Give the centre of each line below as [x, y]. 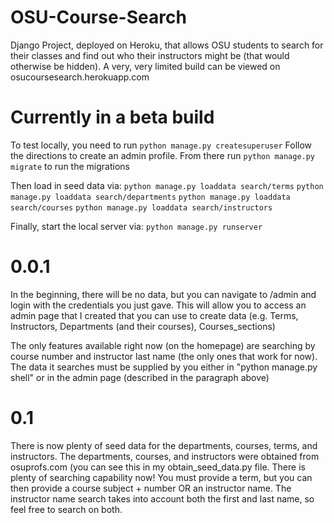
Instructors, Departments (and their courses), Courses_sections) [143, 326]
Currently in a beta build [112, 117]
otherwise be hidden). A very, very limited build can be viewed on [145, 66]
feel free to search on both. [66, 509]
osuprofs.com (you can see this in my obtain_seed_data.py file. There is [158, 467]
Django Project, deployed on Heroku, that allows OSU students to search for [167, 45]
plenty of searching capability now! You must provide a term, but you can [161, 477]
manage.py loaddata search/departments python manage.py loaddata [150, 197]
